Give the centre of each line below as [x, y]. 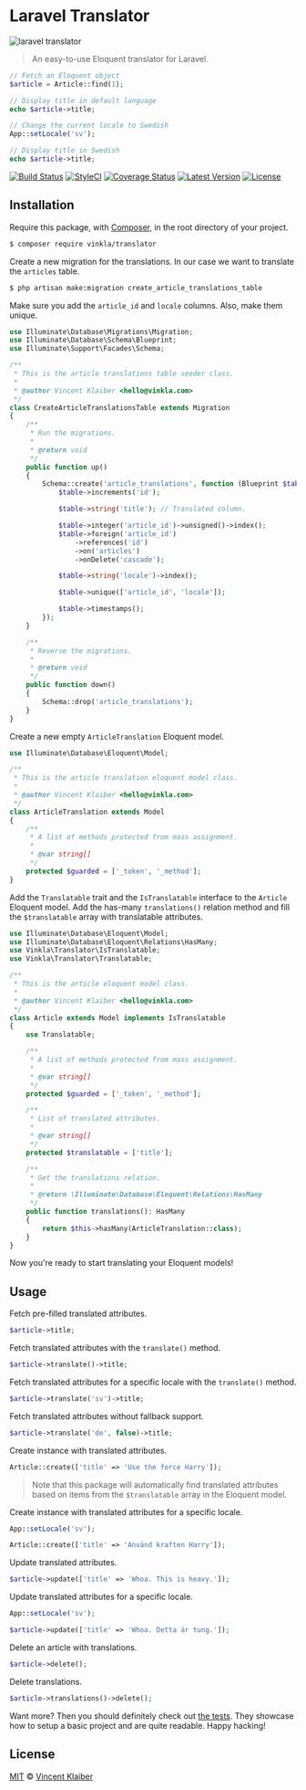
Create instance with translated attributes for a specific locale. [126, 1511]
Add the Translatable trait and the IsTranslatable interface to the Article [148, 897]
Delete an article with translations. [73, 1647]
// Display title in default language [83, 100]
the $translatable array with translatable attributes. [106, 916]
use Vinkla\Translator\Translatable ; [81, 959]
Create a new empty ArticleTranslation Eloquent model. [117, 736]
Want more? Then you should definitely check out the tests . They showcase [152, 1716]
